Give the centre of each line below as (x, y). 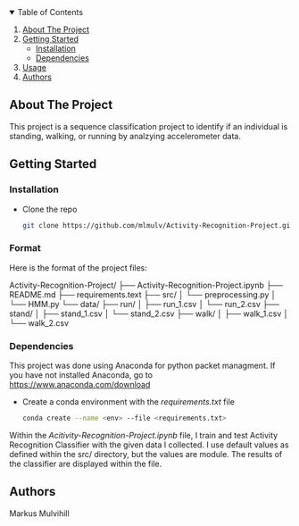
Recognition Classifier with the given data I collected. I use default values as (149, 445)
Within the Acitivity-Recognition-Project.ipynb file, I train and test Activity (144, 435)
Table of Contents (50, 12)
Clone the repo (50, 209)
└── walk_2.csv (39, 322)
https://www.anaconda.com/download (80, 384)
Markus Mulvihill (39, 513)
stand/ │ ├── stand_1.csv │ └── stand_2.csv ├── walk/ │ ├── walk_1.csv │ (149, 313)
